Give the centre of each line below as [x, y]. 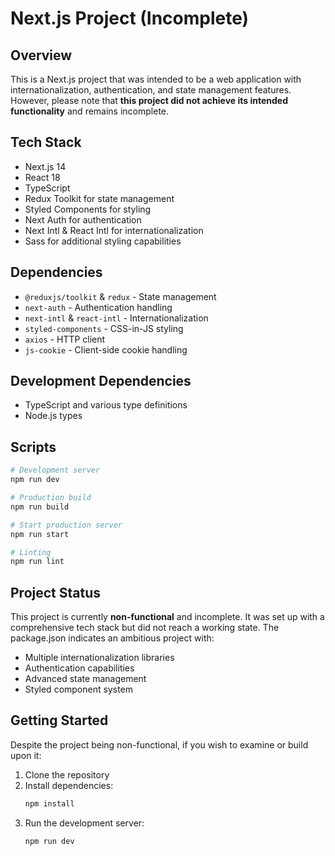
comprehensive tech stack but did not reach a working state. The [145, 628]
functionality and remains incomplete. [90, 111]
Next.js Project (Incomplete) [130, 18]
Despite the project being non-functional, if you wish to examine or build [159, 744]
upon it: [26, 755]
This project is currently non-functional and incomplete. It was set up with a [167, 617]
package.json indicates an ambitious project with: [112, 638]
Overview [41, 55]
